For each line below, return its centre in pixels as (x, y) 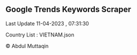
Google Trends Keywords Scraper (68, 10)
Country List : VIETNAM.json (40, 35)
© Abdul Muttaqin (27, 46)
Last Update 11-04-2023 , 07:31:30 (47, 23)
